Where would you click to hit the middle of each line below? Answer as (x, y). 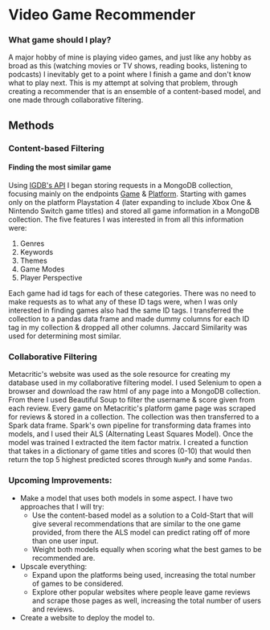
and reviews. (53, 609)
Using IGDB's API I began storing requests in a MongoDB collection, (121, 185)
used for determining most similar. (65, 336)
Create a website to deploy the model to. (87, 617)
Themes (34, 260)
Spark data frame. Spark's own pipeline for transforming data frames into (130, 425)
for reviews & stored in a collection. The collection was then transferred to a (134, 417)
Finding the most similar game (60, 167)
